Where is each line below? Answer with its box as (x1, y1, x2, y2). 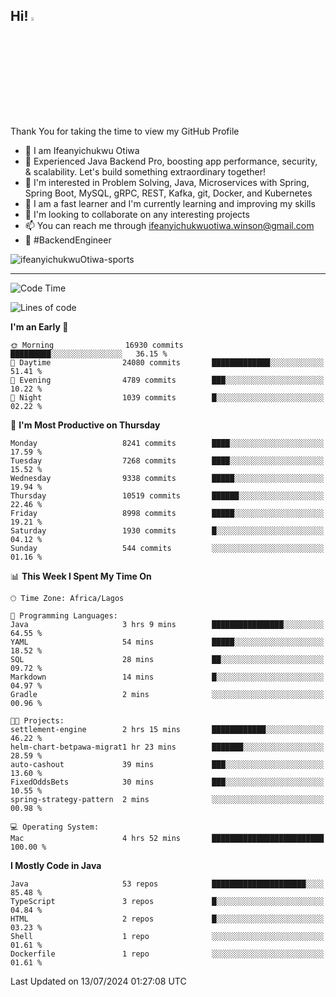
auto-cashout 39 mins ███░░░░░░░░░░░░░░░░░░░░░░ (10, 759, 325, 769)
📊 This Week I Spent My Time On (10, 570, 152, 582)
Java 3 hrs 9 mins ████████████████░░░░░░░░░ (10, 619, 325, 629)
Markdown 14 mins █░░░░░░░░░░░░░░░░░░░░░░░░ (10, 672, 325, 682)
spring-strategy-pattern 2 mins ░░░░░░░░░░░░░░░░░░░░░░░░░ (10, 794, 325, 804)
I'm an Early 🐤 (10, 320, 69, 333)
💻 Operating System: (10, 822, 100, 832)
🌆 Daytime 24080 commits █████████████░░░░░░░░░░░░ (10, 357, 325, 368)
